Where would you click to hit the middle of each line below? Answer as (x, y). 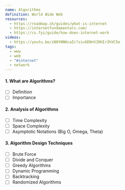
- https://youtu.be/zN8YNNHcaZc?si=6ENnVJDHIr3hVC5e (65, 42)
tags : (11, 47)
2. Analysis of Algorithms (32, 109)
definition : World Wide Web (34, 14)
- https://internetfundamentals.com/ (48, 28)
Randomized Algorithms (37, 182)
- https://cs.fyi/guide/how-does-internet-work (60, 33)
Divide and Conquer (33, 160)
